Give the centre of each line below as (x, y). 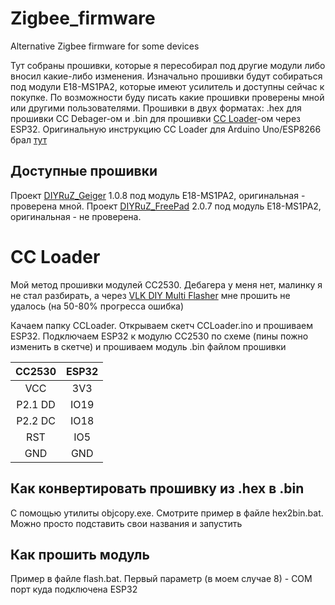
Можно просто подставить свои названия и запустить (126, 523)
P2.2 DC (36, 420)
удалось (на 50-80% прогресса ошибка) (97, 306)
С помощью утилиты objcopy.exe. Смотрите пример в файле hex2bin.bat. (167, 513)
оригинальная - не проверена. (76, 216)
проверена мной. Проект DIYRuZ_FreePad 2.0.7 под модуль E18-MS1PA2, (166, 206)
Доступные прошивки (84, 171)
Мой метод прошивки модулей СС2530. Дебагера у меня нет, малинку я (166, 284)
